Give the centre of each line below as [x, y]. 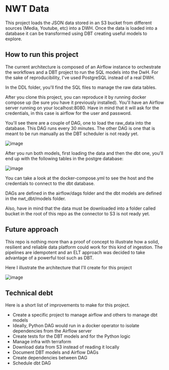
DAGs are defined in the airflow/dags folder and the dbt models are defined [83, 193]
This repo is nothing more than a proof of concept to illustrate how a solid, [82, 241]
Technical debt [29, 293]
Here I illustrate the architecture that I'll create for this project [69, 267]
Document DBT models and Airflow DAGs [55, 352]
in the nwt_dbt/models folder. [36, 198]
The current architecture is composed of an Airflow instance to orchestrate [83, 67]
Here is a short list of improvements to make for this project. [68, 305]
